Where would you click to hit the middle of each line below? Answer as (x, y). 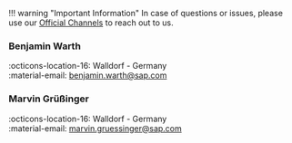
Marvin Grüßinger (49, 99)
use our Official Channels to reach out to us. (91, 23)
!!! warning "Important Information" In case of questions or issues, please (146, 13)
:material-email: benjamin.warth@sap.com (88, 75)
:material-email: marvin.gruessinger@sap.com (96, 128)
